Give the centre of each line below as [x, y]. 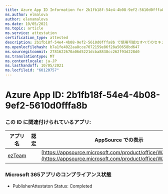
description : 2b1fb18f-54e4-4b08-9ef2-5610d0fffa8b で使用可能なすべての [79, 42]
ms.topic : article [24, 28]
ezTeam [17, 155]
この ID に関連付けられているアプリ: [48, 122]
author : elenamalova [27, 19]
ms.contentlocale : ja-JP [31, 61]
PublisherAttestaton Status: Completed [52, 186]
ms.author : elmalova [27, 14]
